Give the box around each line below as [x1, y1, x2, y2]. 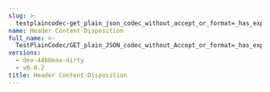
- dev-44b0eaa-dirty [15, 57, 84, 65]
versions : [8, 49, 42, 57]
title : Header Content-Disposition [8, 71, 128, 79]
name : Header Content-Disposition [8, 26, 125, 34]
